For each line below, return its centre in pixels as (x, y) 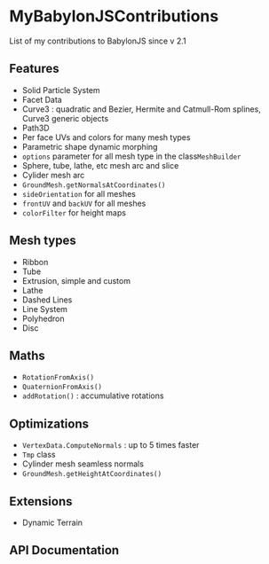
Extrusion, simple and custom (76, 280)
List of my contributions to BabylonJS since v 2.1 (98, 41)
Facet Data (42, 99)
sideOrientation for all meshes (79, 193)
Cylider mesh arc (53, 175)
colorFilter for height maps (74, 212)
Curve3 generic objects (65, 118)
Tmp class (39, 455)
